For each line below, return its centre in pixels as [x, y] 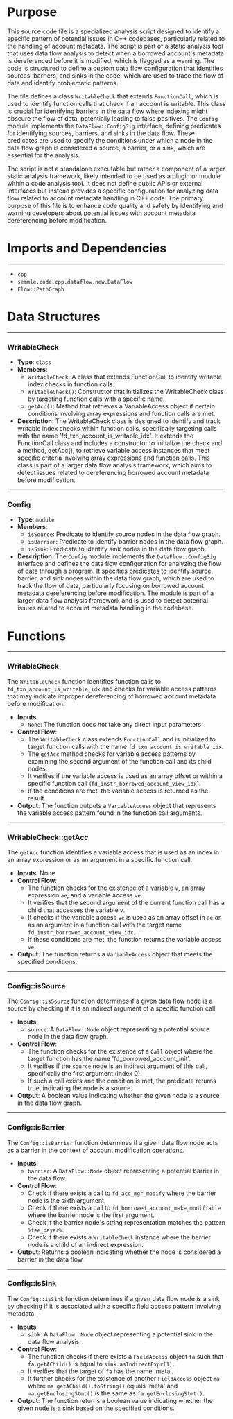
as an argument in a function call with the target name [105, 925]
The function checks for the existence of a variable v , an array [116, 888]
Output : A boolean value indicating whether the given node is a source [118, 1096]
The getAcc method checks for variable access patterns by [112, 754]
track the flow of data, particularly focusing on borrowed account [111, 586]
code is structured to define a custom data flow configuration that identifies [115, 68]
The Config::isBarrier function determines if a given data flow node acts [113, 1142]
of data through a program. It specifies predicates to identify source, [115, 571]
